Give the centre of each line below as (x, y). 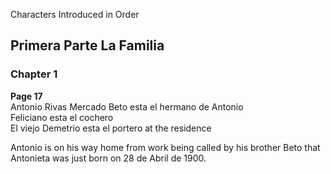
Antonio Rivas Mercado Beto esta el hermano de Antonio (127, 106)
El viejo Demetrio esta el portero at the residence (111, 128)
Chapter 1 (34, 74)
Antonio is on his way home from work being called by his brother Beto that (165, 147)
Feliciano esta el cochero (62, 117)
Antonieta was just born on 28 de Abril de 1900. (108, 158)
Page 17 (26, 96)
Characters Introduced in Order (75, 14)
